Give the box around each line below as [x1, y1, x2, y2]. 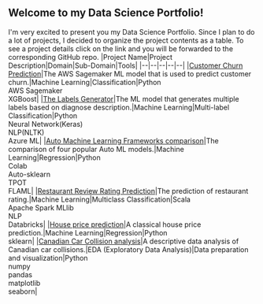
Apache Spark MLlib [8, 202, 75, 212]
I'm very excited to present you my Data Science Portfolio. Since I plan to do [8, 27, 255, 36]
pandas [8, 269, 33, 279]
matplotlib [8, 278, 41, 287]
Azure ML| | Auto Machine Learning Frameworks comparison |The [8, 135, 219, 145]
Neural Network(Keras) [8, 119, 83, 128]
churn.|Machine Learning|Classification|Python [8, 77, 161, 87]
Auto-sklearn [8, 169, 51, 179]
